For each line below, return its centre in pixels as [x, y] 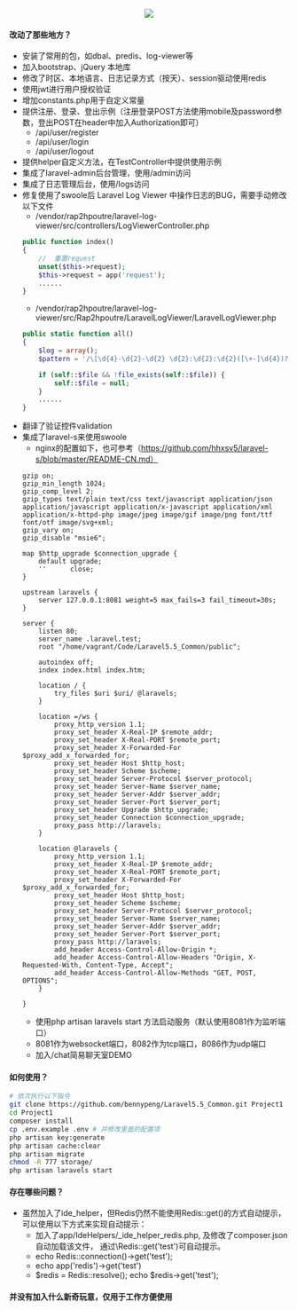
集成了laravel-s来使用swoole [74, 437]
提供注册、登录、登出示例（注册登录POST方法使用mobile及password [148, 112]
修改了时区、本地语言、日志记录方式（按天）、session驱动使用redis [144, 78]
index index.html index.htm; [92, 670]
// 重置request [67, 258]
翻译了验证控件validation [67, 426]
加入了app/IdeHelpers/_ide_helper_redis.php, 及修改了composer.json [161, 1235]
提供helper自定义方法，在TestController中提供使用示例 [121, 162]
